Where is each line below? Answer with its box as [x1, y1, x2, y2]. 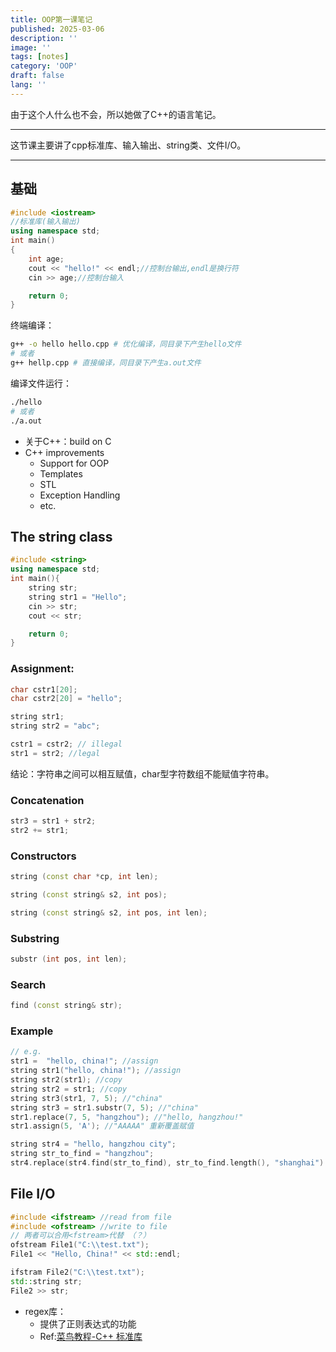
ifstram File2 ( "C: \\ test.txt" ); [10, 1267, 145, 1278]
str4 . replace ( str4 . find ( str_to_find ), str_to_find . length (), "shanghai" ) [10, 1158, 325, 1168]
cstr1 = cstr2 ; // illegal [10, 739, 123, 750]
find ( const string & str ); [10, 1001, 123, 1011]
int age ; [28, 254, 65, 264]
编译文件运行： [10, 377, 72, 389]
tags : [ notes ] [10, 52, 70, 62]
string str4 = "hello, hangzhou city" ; [10, 1139, 177, 1150]
